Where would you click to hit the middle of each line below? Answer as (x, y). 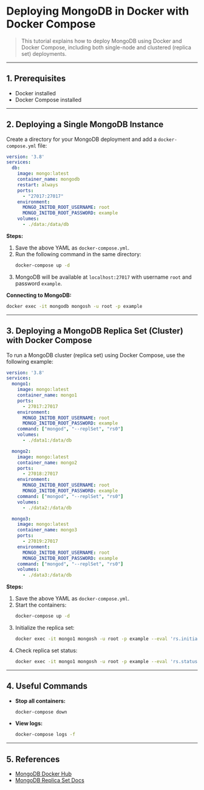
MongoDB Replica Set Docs (50, 780)
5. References (33, 759)
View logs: (29, 723)
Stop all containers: (40, 701)
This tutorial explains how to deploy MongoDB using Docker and (101, 41)
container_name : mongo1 (47, 395)
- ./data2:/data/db (47, 508)
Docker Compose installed (48, 100)
